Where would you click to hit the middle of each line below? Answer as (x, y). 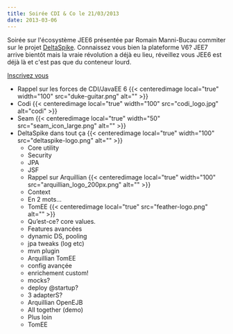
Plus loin (40, 317)
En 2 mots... (45, 199)
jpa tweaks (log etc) (56, 243)
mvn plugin (44, 251)
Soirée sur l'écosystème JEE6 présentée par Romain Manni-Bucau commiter (116, 39)
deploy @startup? (53, 288)
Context (39, 192)
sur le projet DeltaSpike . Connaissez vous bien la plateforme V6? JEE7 (107, 47)
